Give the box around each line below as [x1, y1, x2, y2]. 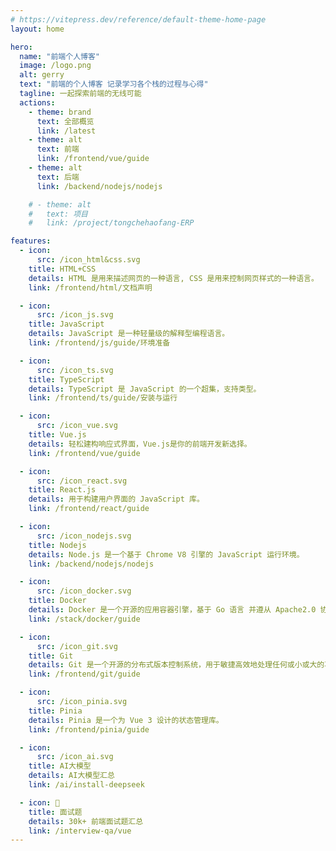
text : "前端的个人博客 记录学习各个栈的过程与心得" [19, 79, 209, 90]
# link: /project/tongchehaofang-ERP [28, 218, 195, 228]
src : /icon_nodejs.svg [36, 531, 132, 541]
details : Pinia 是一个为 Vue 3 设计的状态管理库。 [28, 715, 224, 725]
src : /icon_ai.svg [36, 752, 114, 762]
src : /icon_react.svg [36, 476, 128, 486]
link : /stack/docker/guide [28, 614, 141, 624]
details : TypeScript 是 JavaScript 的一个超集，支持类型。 [28, 384, 262, 394]
